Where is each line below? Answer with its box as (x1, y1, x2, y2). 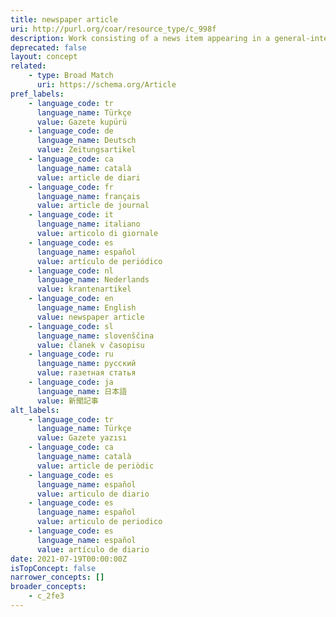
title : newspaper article (10, 14, 118, 25)
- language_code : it (28, 210, 114, 220)
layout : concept (10, 52, 78, 62)
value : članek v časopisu (36, 340, 145, 350)
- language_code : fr (28, 182, 114, 192)
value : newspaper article (36, 312, 145, 322)
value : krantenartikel (36, 284, 132, 295)
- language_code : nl (28, 266, 114, 276)
